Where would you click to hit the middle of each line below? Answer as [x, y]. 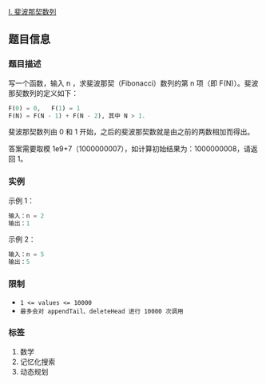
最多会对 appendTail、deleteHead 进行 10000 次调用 [101, 311]
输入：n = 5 [26, 254]
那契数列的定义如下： [43, 93]
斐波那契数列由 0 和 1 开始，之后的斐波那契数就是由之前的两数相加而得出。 [131, 132]
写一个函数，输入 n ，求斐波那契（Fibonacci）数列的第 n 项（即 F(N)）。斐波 [133, 83]
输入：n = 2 [26, 216]
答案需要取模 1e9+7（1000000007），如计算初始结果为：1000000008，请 [130, 149]
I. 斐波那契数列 [32, 12]
